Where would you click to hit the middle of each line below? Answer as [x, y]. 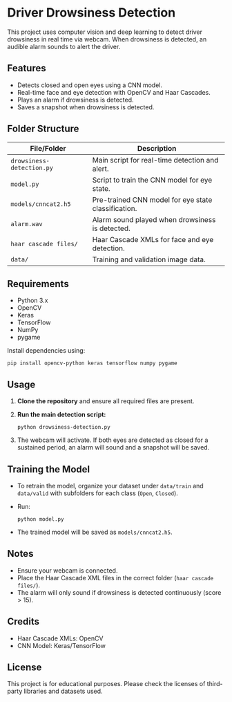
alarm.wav [27, 224]
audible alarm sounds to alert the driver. [64, 46]
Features [27, 68]
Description [157, 148]
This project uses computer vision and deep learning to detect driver [105, 32]
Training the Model [49, 469]
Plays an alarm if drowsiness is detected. [75, 100]
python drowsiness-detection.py [64, 427]
